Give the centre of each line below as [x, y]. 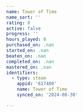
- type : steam [29, 78]
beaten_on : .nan [26, 56]
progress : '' [22, 34]
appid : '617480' [37, 84]
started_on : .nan [28, 51]
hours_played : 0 [26, 39]
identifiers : [22, 73]
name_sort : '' [24, 17]
